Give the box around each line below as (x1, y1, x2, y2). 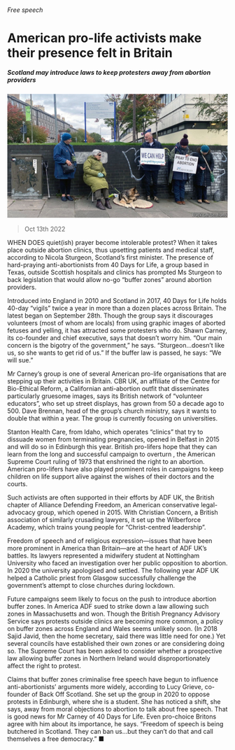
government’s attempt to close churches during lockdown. (7, 581, 176, 590)
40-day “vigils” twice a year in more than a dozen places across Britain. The (7, 304, 227, 313)
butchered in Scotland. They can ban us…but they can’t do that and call (7, 728, 213, 736)
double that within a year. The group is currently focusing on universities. (7, 414, 218, 423)
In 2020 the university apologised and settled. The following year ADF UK (7, 567, 220, 575)
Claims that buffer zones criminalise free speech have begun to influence (7, 675, 219, 684)
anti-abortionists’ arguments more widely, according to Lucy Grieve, (7, 683, 204, 691)
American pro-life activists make (7, 30, 202, 45)
